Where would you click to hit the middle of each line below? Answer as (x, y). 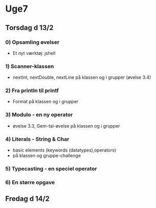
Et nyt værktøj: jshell (34, 53)
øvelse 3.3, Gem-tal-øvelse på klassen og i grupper (66, 126)
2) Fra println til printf (32, 91)
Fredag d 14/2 (27, 199)
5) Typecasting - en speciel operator (51, 168)
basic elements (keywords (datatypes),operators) (64, 150)
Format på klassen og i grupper (45, 102)
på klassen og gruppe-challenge (47, 156)
